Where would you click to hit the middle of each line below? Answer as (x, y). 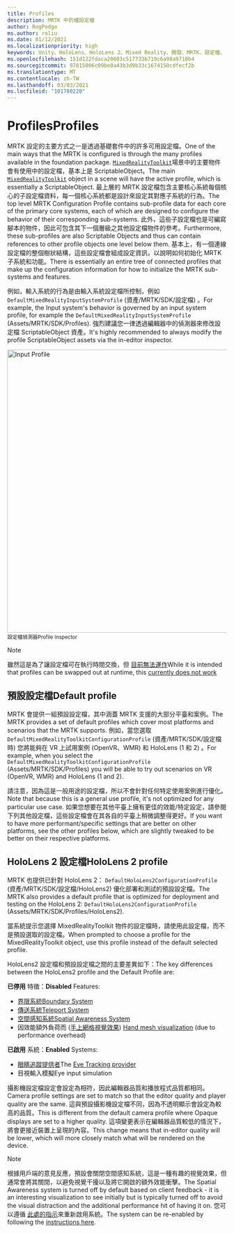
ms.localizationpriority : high (53, 46)
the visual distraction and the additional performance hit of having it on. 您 (114, 1205)
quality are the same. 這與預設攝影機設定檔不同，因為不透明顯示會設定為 (111, 1104)
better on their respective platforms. (59, 838)
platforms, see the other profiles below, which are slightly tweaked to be (111, 831)
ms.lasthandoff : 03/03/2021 (48, 85)
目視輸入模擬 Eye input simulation (65, 1073)
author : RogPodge (32, 26)
